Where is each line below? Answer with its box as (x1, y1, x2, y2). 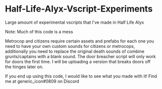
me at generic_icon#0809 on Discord (5, 78, 79, 84)
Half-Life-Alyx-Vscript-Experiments (5, 3, 153, 15)
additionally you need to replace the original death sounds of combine (5, 48, 145, 54)
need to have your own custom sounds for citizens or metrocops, (5, 43, 135, 49)
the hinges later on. (5, 64, 44, 70)
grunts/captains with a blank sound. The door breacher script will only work (5, 53, 156, 59)
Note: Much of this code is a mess (5, 29, 74, 34)
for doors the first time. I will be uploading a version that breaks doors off (5, 59, 151, 64)
